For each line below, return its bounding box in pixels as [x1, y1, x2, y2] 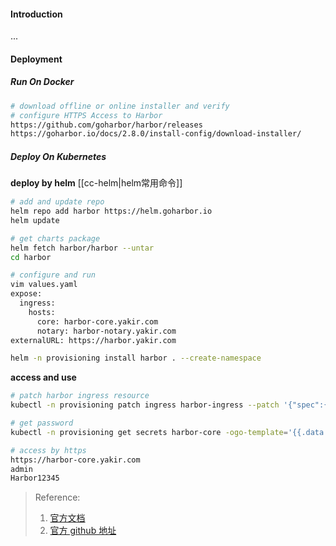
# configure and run [10, 270, 97, 280]
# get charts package [10, 233, 101, 244]
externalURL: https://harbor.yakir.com [10, 335, 177, 345]
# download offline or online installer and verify [10, 101, 230, 111]
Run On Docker [10, 76, 75, 88]
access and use [10, 371, 77, 384]
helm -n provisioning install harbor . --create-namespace [10, 353, 262, 364]
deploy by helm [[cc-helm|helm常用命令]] [10, 177, 183, 189]
